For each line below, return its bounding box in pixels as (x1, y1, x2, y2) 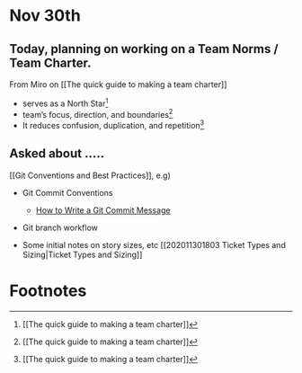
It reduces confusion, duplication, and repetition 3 (22, 119, 205, 130)
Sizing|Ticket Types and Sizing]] (22, 249, 143, 260)
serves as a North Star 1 (22, 96, 109, 109)
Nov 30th (9, 5, 81, 26)
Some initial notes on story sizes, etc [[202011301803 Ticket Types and (22, 239, 286, 250)
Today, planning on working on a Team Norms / (9, 41, 279, 57)
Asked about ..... (9, 146, 105, 162)
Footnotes (9, 280, 87, 301)
